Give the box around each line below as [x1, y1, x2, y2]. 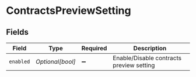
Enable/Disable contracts [113, 54, 182, 62]
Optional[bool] [36, 58, 76, 65]
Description [133, 45, 167, 52]
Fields [6, 27, 29, 37]
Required [81, 45, 107, 52]
